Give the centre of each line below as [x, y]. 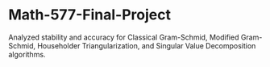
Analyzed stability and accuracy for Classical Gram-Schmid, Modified [124, 37]
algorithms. [27, 54]
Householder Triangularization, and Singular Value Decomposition [147, 45]
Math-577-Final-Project [90, 15]
